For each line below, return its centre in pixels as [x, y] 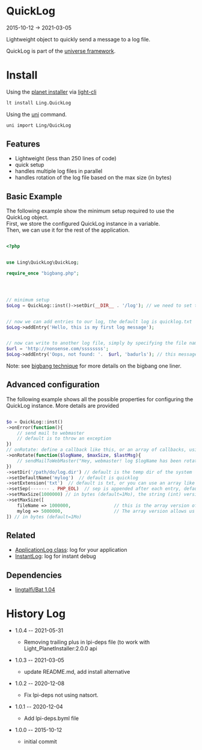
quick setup [29, 165]
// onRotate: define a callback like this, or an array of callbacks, [96, 450]
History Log [36, 614]
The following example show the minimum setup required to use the [90, 211]
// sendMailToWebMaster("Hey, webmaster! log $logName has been [99, 461]
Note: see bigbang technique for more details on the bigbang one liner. [94, 366]
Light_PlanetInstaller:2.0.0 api [60, 649]
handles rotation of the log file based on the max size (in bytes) [93, 178]
